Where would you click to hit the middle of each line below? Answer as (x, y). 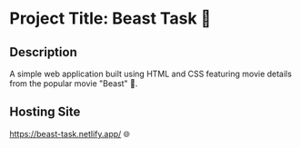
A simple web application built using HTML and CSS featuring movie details (151, 74)
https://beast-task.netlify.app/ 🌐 (70, 133)
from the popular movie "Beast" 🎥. (74, 84)
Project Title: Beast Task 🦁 (110, 19)
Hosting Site (45, 112)
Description (43, 52)
